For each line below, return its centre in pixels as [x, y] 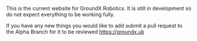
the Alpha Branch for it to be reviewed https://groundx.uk [75, 32]
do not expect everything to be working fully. [61, 14]
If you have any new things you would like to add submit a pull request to [94, 26]
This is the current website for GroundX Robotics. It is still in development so [99, 8]
